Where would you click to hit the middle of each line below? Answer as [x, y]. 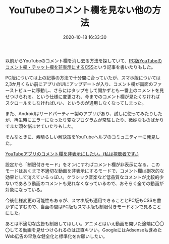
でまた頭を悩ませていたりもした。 [41, 126]
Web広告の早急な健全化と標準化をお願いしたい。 [56, 236]
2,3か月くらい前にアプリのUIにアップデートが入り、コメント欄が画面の [79, 84]
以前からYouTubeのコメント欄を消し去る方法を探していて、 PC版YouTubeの [84, 60]
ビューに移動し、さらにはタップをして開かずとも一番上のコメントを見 [91, 90]
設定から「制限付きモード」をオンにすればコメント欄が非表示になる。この [83, 165]
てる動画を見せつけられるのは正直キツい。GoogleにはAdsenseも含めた [88, 230]
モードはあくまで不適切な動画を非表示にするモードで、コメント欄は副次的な [85, 171]
